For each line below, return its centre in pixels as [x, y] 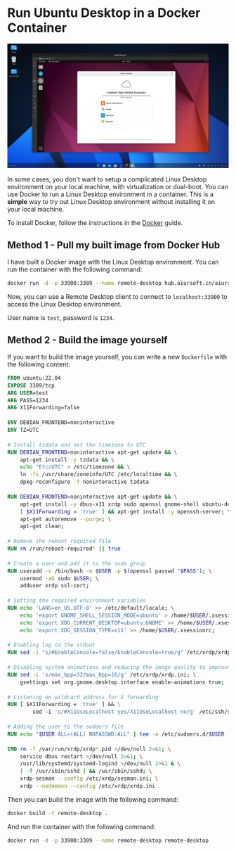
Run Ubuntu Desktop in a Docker [104, 13]
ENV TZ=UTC [23, 430]
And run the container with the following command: [81, 826]
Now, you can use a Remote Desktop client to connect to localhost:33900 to [117, 297]
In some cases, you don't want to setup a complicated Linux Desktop [107, 179]
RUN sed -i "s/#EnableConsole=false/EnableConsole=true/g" [96, 653]
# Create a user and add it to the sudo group [77, 563]
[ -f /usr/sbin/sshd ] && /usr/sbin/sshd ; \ [86, 772]
